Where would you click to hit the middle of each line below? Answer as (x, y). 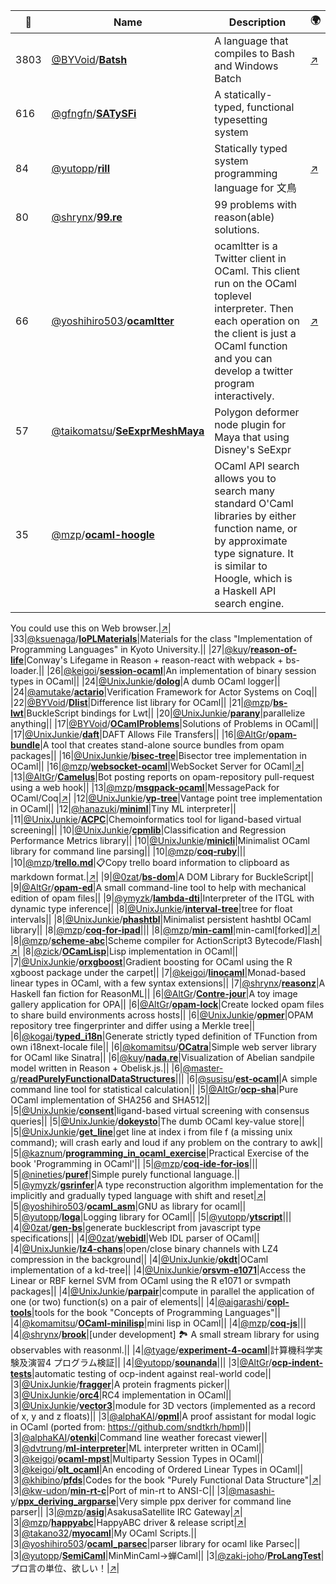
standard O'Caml (254, 503)
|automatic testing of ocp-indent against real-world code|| (151, 1373)
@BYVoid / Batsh (89, 59)
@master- (203, 1068)
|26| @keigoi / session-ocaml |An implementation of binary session (181, 670)
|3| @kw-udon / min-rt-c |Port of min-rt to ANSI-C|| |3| (119, 1490)
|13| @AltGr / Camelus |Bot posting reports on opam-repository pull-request (162, 777)
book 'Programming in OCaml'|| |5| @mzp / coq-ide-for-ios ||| (134, 1163)
